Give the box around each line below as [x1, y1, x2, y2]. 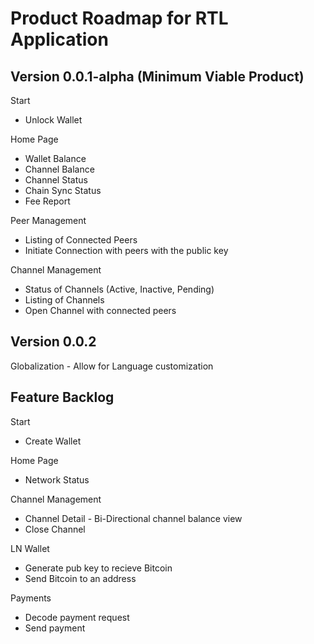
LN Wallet [10, 542, 50, 554]
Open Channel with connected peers [24, 305, 177, 316]
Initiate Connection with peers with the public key [24, 245, 229, 256]
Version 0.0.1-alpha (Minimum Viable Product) [10, 68, 305, 85]
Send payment [24, 622, 86, 634]
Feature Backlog [10, 389, 115, 406]
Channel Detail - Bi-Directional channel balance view [24, 512, 243, 524]
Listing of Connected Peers [24, 234, 138, 246]
